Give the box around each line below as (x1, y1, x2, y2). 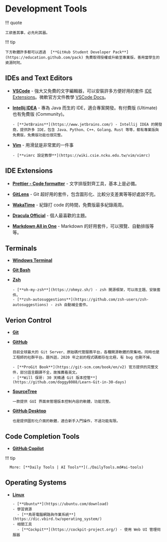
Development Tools (5, 3, 87, 15)
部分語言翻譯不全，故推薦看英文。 (19, 370, 80, 375)
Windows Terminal (12, 257, 52, 263)
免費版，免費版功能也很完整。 (12, 132, 65, 138)
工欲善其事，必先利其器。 (5, 30, 50, 35)
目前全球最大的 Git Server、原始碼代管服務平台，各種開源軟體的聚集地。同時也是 (12, 350, 160, 355)
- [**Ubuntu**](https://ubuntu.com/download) (12, 501, 109, 506)
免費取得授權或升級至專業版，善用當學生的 (85, 55, 160, 60)
